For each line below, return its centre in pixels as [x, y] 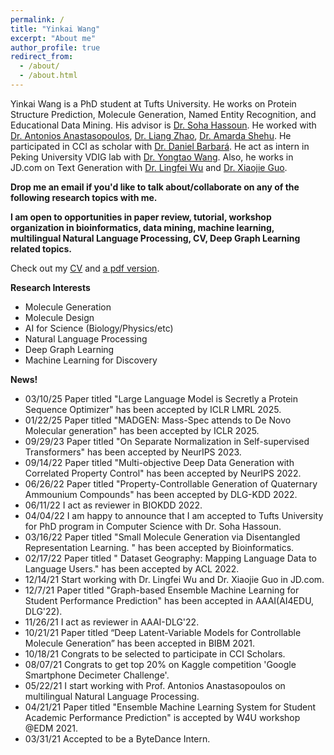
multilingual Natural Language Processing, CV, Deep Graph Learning [155, 238]
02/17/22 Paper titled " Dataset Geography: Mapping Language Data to [171, 558]
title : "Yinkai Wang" [55, 29]
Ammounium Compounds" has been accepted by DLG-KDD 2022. [161, 494]
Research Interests [50, 287]
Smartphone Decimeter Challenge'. [97, 675]
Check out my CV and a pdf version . [85, 268]
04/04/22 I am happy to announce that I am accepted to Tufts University [174, 515]
